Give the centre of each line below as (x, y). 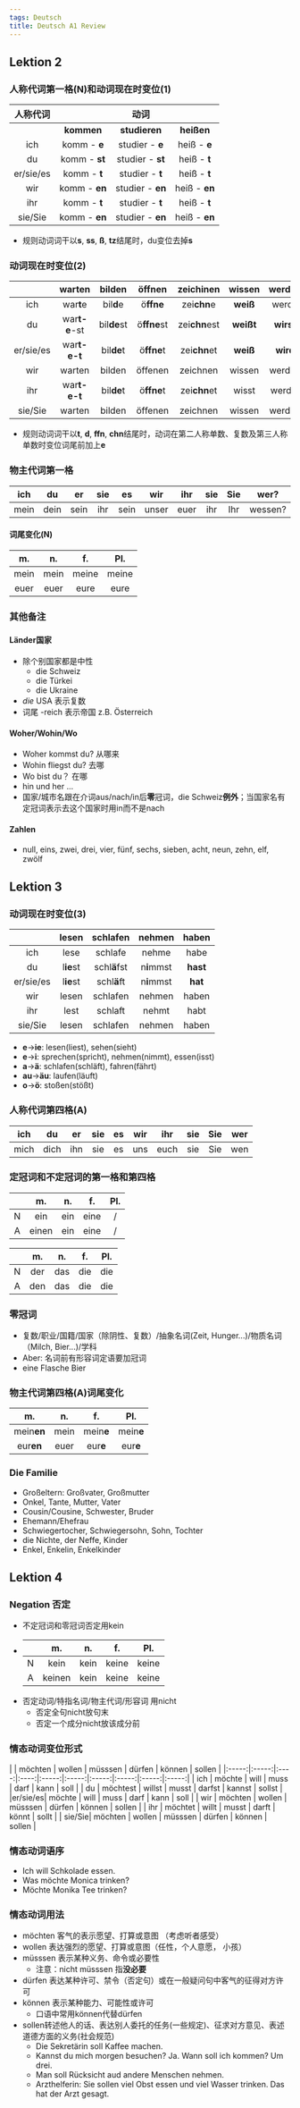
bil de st (113, 325)
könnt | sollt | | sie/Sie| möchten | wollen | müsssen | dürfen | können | (138, 1817)
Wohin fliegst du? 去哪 (63, 765)
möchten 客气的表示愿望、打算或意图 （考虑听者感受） (123, 1935)
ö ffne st (152, 325)
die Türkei (54, 681)
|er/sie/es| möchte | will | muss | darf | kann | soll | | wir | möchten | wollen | (148, 1797)
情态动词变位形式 (46, 1749)
